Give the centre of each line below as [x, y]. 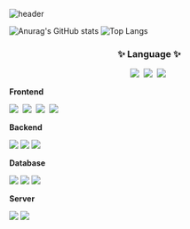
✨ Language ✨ [149, 53]
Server [22, 199]
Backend [26, 127]
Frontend [27, 92]
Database [28, 163]
